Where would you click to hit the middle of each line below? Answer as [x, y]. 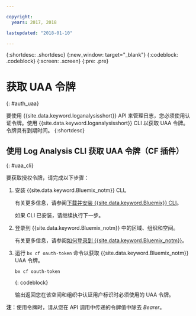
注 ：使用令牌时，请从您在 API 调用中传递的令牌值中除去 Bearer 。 [86, 307]
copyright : [20, 17]
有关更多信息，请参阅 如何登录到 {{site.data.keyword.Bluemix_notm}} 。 [101, 240]
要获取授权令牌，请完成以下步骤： [48, 178]
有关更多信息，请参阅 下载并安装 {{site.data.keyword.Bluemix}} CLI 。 [98, 203]
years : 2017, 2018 [34, 22]
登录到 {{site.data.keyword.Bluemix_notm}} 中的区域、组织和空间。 [97, 228]
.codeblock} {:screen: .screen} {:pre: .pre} [57, 61]
